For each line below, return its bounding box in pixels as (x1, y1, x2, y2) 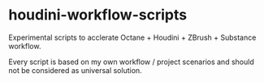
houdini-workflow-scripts (8, 6, 188, 24)
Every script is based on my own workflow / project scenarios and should (8, 57, 254, 67)
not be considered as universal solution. (8, 65, 142, 75)
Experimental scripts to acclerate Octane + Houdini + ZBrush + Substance (8, 32, 257, 42)
